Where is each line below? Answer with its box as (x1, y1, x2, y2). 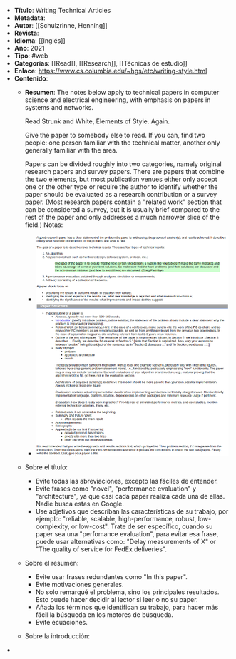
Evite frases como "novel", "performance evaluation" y (35, 484, 197, 493)
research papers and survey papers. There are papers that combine (24, 168, 225, 175)
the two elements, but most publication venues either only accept (24, 175, 217, 183)
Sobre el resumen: (24, 558, 79, 567)
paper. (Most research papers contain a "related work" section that (24, 198, 222, 206)
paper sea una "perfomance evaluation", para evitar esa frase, (35, 529, 219, 538)
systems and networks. (24, 103, 94, 111)
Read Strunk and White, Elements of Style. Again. (24, 117, 170, 126)
